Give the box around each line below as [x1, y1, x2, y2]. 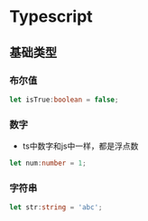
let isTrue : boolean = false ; [9, 95, 119, 104]
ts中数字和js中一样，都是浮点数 [22, 140, 139, 151]
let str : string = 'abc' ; [9, 203, 103, 212]
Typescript [9, 6, 93, 27]
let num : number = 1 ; [9, 159, 88, 168]
